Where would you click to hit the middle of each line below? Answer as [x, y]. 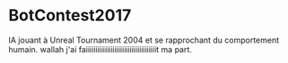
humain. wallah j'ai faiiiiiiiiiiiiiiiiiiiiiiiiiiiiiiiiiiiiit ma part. [100, 49]
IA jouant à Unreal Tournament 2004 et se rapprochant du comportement [144, 40]
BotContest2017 [70, 16]
